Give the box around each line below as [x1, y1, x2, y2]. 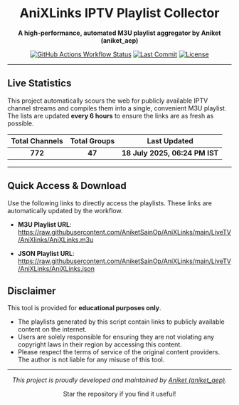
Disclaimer [7, 284, 56, 297]
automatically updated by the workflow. [7, 206, 123, 215]
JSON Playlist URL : [17, 249, 75, 257]
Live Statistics [7, 77, 72, 90]
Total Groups [70, 135, 115, 145]
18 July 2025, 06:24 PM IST [122, 148, 219, 158]
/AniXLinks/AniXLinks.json [17, 264, 95, 272]
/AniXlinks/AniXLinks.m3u [17, 235, 94, 244]
